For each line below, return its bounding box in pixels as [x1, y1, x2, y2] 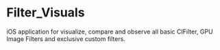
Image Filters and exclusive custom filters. [6, 34, 126, 42]
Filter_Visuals [6, 5, 85, 21]
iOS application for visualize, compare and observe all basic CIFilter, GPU [6, 27, 213, 36]
